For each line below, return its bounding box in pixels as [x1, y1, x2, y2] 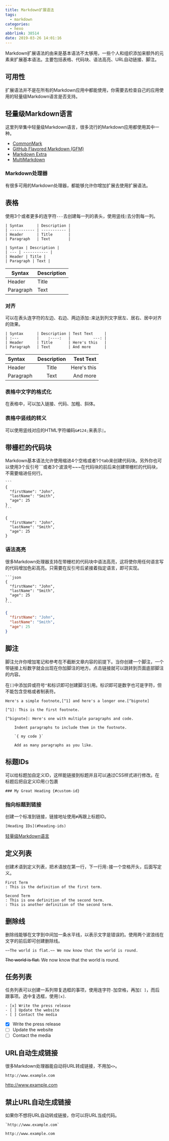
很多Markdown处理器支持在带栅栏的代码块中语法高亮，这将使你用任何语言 [5, 558, 159, 564]
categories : [5, 21, 30, 27]
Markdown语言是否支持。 [27, 93, 80, 99]
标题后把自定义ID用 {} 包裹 [5, 778, 59, 784]
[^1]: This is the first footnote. [5, 707, 80, 712]
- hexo [10, 26, 24, 31]
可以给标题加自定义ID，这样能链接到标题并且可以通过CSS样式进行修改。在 [5, 772, 160, 778]
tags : [5, 12, 17, 17]
